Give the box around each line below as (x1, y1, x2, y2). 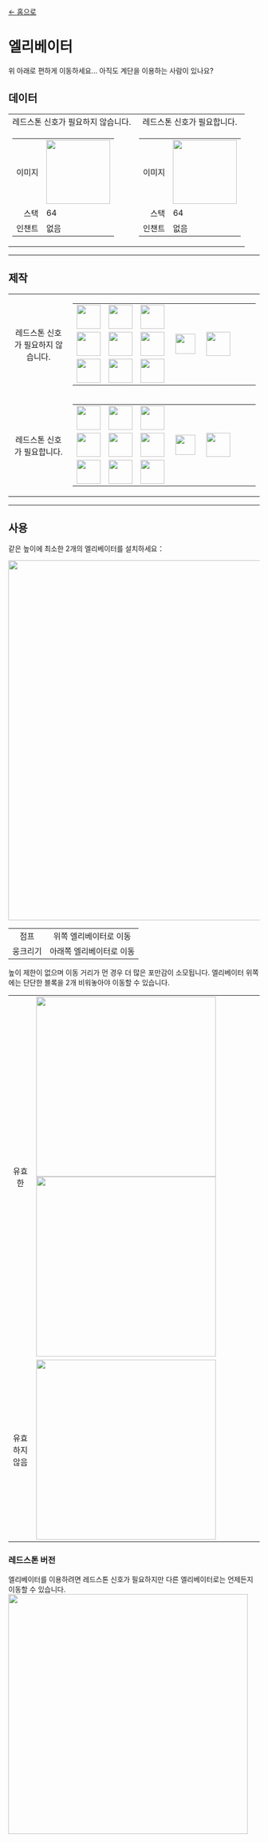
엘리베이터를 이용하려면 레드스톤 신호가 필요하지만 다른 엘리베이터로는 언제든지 (8, 1574, 254, 1584)
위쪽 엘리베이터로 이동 (53, 931, 132, 942)
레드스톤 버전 (8, 1555, 56, 1566)
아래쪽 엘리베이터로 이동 (49, 946, 136, 957)
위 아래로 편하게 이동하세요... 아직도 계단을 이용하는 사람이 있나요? (8, 66, 214, 75)
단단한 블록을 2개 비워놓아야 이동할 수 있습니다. (22, 978, 170, 988)
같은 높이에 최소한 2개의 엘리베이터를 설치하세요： (8, 544, 165, 553)
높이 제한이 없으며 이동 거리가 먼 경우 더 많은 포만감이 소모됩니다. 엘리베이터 (8, 968, 245, 977)
